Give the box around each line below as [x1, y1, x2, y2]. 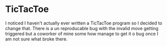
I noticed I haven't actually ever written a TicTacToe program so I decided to [5, 20, 162, 26]
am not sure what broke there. [5, 36, 68, 42]
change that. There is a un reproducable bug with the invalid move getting [5, 25, 158, 31]
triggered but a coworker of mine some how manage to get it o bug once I [5, 30, 158, 36]
